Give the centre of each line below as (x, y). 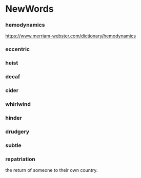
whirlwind (18, 104)
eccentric (17, 49)
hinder (14, 118)
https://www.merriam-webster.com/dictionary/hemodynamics (71, 36)
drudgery (17, 131)
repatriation (21, 159)
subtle (13, 145)
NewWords (29, 9)
